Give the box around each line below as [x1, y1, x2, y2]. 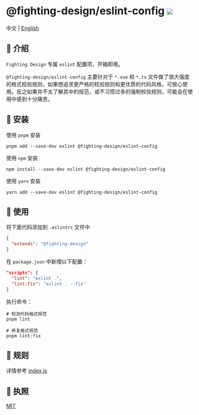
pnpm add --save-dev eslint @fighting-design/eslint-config [6, 143, 158, 149]
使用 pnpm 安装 [6, 131, 41, 138]
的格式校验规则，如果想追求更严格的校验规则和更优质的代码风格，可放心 [6, 80, 182, 87]
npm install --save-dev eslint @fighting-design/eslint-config [6, 166, 166, 172]
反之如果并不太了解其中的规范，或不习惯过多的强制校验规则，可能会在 [16, 88, 188, 95]
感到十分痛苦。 [16, 95, 53, 102]
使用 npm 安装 [6, 154, 38, 161]
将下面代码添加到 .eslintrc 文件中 [6, 224, 91, 231]
